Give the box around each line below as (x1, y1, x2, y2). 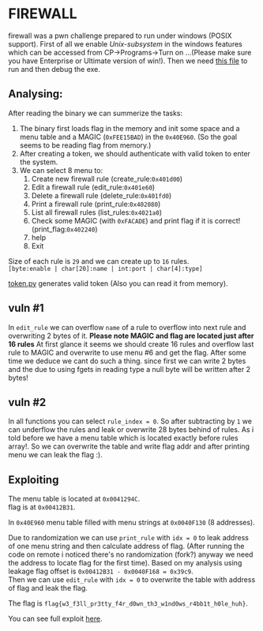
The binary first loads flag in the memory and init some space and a (19, 123, 240, 133)
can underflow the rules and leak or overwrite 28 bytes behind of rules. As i (8, 425, 254, 434)
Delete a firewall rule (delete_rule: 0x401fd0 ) (31, 190, 172, 200)
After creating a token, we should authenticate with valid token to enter (19, 148, 251, 158)
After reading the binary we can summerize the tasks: (8, 108, 183, 118)
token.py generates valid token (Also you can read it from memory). (8, 278, 228, 288)
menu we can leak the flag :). (8, 450, 103, 460)
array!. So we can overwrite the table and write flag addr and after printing (8, 441, 250, 451)
